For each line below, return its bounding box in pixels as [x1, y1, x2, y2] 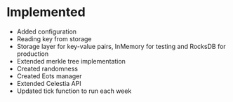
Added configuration [16, 27, 77, 36]
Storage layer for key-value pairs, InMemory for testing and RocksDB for [16, 42, 226, 50]
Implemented [6, 4, 86, 20]
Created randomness [16, 64, 79, 73]
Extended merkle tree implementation [16, 57, 126, 65]
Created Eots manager [16, 71, 82, 80]
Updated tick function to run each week [16, 87, 132, 95]
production [16, 50, 49, 58]
